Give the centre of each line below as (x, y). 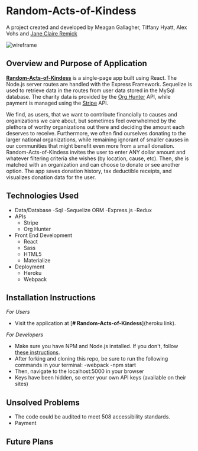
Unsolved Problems (43, 402)
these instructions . (37, 352)
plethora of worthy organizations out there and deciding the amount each (95, 127)
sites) (21, 384)
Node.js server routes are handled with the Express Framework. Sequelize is (99, 84)
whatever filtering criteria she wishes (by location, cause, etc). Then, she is (98, 158)
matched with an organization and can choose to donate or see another (93, 164)
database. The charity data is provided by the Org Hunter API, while (89, 96)
